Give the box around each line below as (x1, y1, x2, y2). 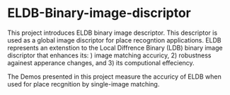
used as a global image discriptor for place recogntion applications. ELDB (7, 35, 222, 44)
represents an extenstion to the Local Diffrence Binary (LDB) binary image (7, 43, 223, 52)
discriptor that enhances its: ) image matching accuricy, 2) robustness (7, 51, 212, 60)
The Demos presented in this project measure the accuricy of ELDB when (7, 72, 222, 81)
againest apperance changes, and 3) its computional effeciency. (7, 58, 195, 67)
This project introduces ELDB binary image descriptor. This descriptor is (7, 28, 218, 37)
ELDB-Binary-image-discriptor (7, 5, 191, 21)
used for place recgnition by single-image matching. (7, 79, 160, 88)
